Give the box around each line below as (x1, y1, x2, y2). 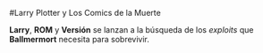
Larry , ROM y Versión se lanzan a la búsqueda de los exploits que (9, 25, 254, 34)
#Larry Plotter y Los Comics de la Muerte (9, 8, 161, 18)
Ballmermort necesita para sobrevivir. (9, 34, 150, 44)
